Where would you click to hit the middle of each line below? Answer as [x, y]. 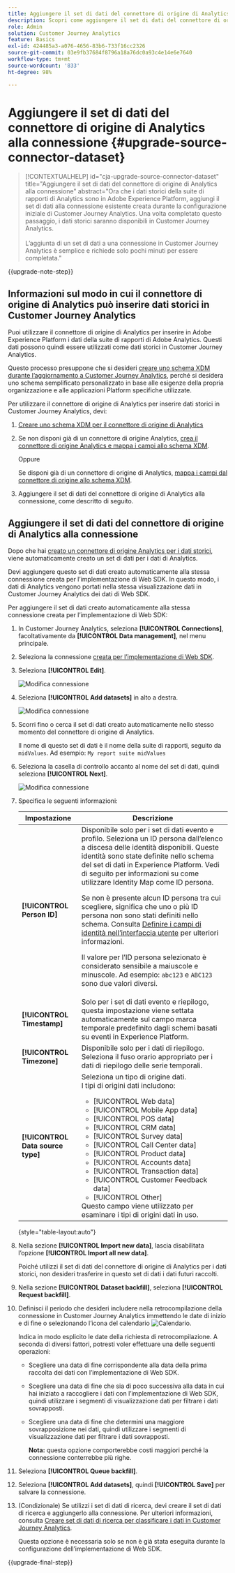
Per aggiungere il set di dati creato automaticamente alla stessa [99, 607]
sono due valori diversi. [119, 984]
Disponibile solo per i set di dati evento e [147, 830]
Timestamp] [42, 1024]
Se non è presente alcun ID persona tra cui [151, 898]
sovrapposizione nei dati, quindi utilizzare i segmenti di [107, 1429]
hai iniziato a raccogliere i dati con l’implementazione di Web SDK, [123, 1394]
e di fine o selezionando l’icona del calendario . [105, 1323]
